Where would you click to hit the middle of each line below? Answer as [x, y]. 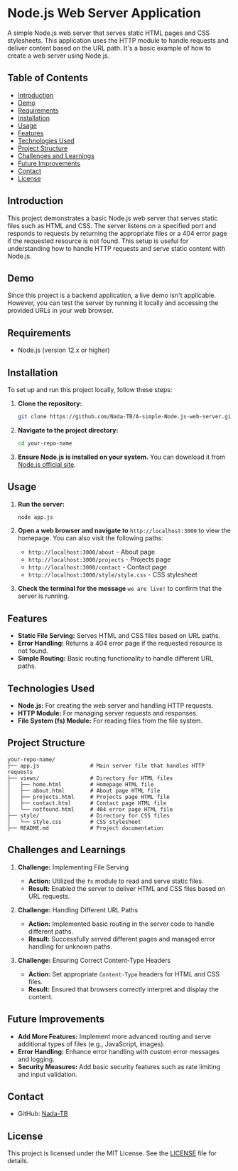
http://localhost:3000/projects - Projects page [99, 559]
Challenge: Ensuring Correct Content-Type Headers [94, 960]
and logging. [36, 1059]
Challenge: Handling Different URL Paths [78, 909]
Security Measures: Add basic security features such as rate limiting [119, 1066]
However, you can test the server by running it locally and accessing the [113, 303]
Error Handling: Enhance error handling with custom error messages [118, 1051]
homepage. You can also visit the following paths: [90, 538]
